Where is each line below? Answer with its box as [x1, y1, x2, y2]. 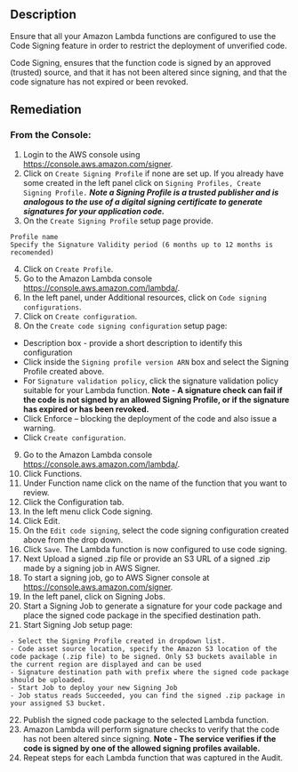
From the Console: [10, 129, 92, 141]
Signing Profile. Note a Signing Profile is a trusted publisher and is [22, 187, 279, 197]
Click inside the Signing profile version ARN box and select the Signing [22, 356, 289, 367]
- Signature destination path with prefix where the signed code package [10, 667, 290, 677]
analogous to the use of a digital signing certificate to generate [22, 196, 263, 207]
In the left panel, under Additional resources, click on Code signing [22, 292, 268, 302]
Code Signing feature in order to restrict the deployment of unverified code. [10, 40, 287, 51]
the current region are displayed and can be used [10, 660, 202, 669]
